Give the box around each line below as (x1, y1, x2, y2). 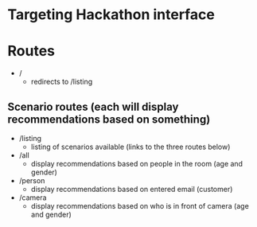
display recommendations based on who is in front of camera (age (30, 201, 250, 210)
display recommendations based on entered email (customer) (30, 184, 233, 194)
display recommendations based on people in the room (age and (30, 159, 243, 168)
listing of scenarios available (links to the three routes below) (30, 142, 231, 151)
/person (18, 175, 45, 185)
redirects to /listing (30, 77, 93, 87)
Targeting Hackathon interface (7, 6, 216, 24)
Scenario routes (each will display (7, 100, 179, 113)
